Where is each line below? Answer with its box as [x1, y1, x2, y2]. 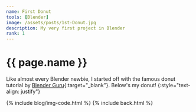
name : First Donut [6, 8, 51, 15]
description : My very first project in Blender [6, 25, 126, 31]
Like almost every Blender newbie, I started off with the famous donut [6, 75, 176, 83]
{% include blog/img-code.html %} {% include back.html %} [6, 100, 153, 107]
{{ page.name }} [6, 56, 87, 70]
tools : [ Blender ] [6, 14, 49, 20]
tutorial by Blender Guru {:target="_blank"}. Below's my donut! [6, 82, 156, 89]
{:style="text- [157, 82, 191, 89]
